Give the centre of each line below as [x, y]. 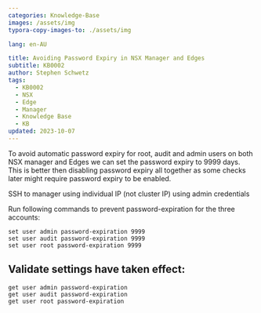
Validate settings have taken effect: [97, 269]
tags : [17, 80]
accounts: [24, 217]
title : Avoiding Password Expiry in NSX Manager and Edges [107, 58]
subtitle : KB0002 [36, 66]
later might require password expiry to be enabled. [90, 178]
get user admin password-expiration [68, 287]
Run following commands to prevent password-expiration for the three [121, 209]
